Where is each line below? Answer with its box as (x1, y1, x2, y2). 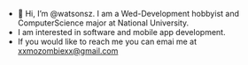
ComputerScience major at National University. (17, 18, 190, 28)
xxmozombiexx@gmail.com (17, 46, 119, 56)
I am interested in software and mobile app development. (17, 27, 226, 37)
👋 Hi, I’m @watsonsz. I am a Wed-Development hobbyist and (17, 9, 239, 18)
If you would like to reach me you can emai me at (17, 36, 198, 47)
